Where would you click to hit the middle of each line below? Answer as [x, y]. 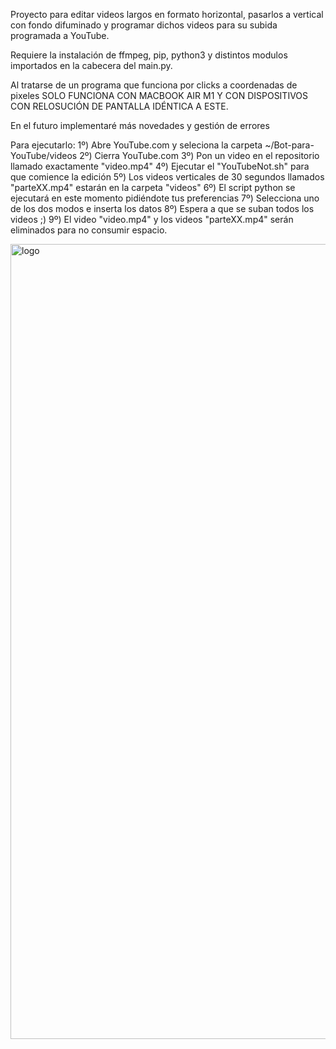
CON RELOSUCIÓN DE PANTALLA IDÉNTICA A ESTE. [119, 106]
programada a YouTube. [60, 35]
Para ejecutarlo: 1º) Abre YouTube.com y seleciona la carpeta [136, 145]
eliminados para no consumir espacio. [89, 230]
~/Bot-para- [289, 145]
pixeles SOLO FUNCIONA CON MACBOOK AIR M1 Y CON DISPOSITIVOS [159, 95]
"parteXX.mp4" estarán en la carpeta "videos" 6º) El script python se [153, 187]
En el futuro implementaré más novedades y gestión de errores [140, 125]
